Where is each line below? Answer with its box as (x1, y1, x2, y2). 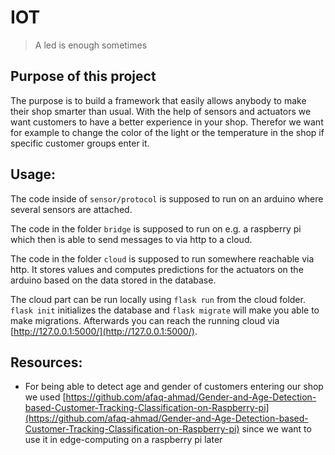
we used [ (24, 391, 67, 403)
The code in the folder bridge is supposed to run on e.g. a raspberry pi (10, 222, 302, 235)
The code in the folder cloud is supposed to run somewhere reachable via (10, 252, 315, 265)
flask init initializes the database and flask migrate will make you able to (10, 304, 320, 316)
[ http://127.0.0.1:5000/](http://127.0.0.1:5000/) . (10, 325, 198, 337)
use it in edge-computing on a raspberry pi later (24, 434, 223, 446)
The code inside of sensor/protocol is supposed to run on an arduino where (10, 192, 324, 205)
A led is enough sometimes (34, 39, 148, 51)
